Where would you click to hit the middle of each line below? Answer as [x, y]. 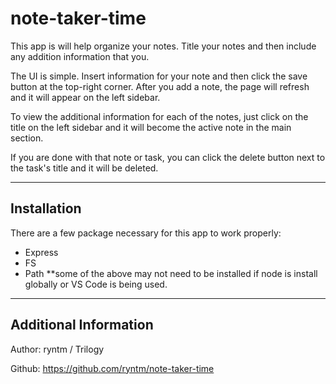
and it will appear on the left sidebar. [85, 97]
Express [41, 252]
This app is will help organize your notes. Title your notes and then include [163, 46]
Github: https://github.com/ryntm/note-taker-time [112, 368]
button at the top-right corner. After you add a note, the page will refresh [160, 86]
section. [27, 138]
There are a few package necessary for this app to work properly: [146, 233]
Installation [46, 208]
